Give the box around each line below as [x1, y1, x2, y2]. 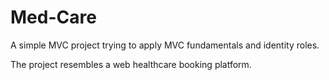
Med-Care [10, 6, 97, 29]
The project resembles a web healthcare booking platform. [10, 58, 252, 70]
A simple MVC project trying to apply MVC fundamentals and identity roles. [10, 39, 320, 51]
